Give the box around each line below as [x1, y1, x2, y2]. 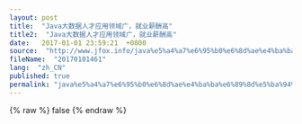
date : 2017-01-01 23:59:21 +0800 [9, 38, 147, 48]
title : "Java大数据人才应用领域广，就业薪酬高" [9, 22, 173, 31]
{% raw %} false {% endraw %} [9, 104, 128, 115]
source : [9, 47, 39, 56]
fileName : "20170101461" [9, 55, 106, 64]
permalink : [9, 80, 50, 89]
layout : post [9, 13, 58, 22]
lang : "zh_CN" [9, 64, 67, 73]
